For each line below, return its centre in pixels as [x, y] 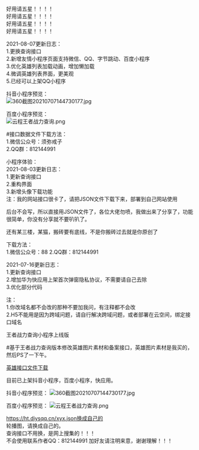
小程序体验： [22, 162]
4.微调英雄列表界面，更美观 [40, 74]
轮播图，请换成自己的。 [35, 426]
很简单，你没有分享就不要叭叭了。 [48, 219]
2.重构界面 [19, 184]
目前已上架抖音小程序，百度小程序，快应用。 [61, 380]
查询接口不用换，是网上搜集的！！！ [51, 433]
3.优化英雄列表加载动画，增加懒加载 [50, 66]
